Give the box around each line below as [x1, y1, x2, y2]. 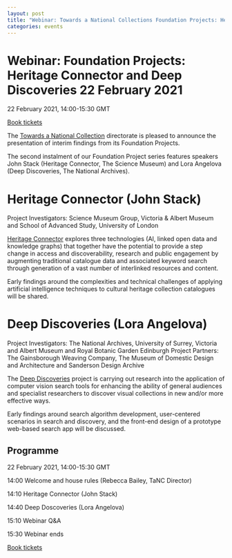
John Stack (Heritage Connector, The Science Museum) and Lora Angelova [7, 160, 222, 168]
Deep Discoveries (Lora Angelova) [7, 316, 208, 332]
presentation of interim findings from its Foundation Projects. [7, 139, 180, 147]
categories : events [7, 23, 64, 30]
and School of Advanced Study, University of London [7, 222, 159, 230]
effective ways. [7, 396, 50, 405]
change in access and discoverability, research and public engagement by [7, 249, 219, 258]
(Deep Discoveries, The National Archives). [7, 167, 130, 175]
